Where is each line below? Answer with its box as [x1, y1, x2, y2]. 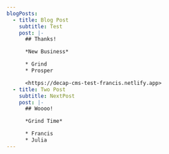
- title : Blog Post [12, 17, 69, 23]
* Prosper [24, 67, 53, 74]
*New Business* [24, 48, 69, 55]
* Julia [24, 137, 48, 144]
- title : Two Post [12, 86, 66, 93]
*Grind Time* [24, 118, 63, 125]
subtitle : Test [19, 23, 63, 30]
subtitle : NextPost [19, 93, 75, 99]
